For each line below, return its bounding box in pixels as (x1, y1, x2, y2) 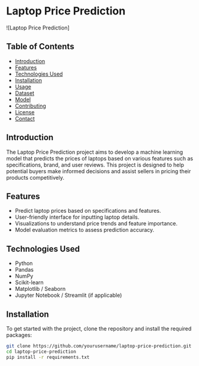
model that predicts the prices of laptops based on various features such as (6, 154, 194, 162)
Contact (14, 115, 35, 122)
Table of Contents (6, 41, 75, 52)
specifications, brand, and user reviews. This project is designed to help (6, 161, 185, 168)
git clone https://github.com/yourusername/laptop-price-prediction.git (6, 343, 192, 349)
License (14, 108, 35, 115)
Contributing (14, 102, 46, 109)
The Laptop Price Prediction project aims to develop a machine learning (6, 148, 183, 156)
